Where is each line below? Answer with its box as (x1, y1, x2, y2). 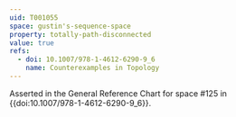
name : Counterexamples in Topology (25, 64, 160, 73)
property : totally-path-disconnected (9, 30, 152, 39)
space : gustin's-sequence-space (9, 22, 131, 31)
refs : (9, 47, 30, 56)
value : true (9, 38, 54, 48)
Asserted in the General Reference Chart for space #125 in (9, 87, 228, 99)
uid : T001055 (9, 13, 59, 22)
